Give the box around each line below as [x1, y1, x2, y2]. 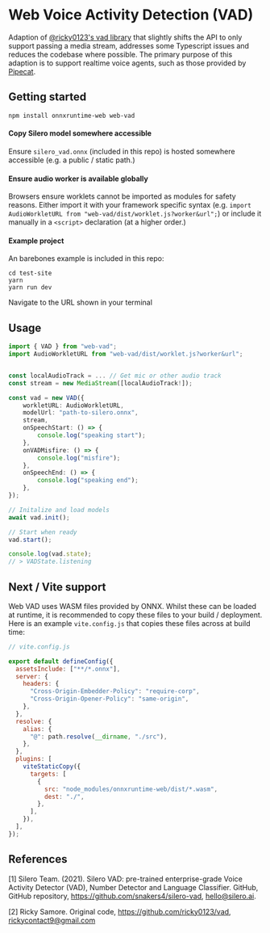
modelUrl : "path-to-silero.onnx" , [23, 409, 139, 417]
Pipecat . [8, 66, 36, 76]
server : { [15, 672, 48, 680]
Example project [8, 236, 64, 246]
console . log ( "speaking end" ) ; [37, 477, 139, 485]
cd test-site [8, 269, 52, 278]
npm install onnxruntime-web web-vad [8, 111, 135, 120]
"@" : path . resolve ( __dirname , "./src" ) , [29, 733, 168, 741]
